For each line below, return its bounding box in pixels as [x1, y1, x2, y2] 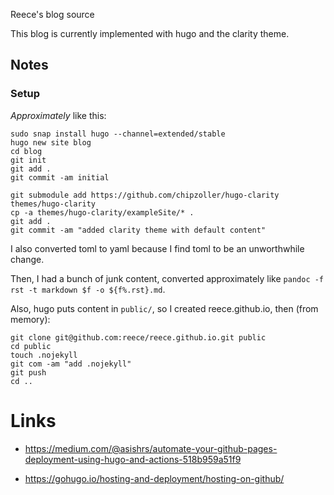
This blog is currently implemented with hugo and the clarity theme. [10, 28, 290, 39]
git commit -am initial [10, 172, 110, 183]
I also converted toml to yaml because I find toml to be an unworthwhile [10, 242, 305, 254]
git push [10, 367, 47, 378]
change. [10, 253, 45, 265]
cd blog [10, 146, 43, 156]
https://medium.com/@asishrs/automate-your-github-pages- [24, 442, 278, 454]
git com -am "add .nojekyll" [10, 359, 132, 369]
